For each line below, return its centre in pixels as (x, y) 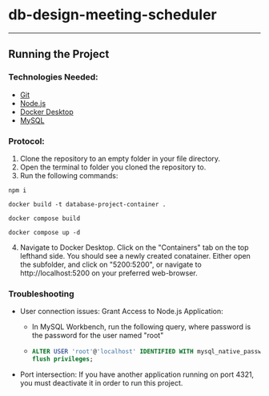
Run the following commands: (69, 175)
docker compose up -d (44, 232)
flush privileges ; (62, 359)
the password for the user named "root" (98, 336)
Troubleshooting (41, 293)
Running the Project (59, 54)
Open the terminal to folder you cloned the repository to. (113, 167)
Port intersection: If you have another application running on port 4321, (137, 374)
